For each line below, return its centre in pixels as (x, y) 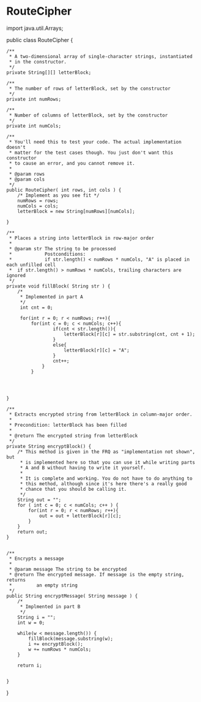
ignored (16, 275)
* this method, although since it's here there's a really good (104, 483)
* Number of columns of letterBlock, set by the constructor (88, 115)
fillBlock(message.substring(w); (71, 639)
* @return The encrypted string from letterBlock (73, 436)
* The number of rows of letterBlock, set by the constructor (90, 89)
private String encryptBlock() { (49, 446)
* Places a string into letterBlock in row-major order (82, 238)
